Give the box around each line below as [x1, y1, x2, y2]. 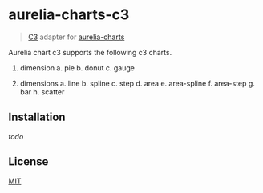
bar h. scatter [19, 86, 65, 97]
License [8, 155, 49, 169]
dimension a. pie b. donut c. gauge [19, 62, 135, 73]
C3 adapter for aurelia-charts [27, 32, 125, 42]
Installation [8, 111, 66, 124]
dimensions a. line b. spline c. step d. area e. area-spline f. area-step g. [19, 78, 255, 88]
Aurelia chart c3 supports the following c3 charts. [8, 47, 172, 57]
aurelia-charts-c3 [8, 6, 130, 24]
